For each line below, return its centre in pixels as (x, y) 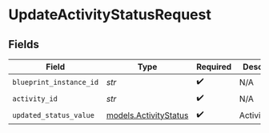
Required (214, 67)
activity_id (35, 99)
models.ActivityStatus (147, 115)
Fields (24, 44)
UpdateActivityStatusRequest (110, 15)
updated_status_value (53, 115)
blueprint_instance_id (55, 82)
